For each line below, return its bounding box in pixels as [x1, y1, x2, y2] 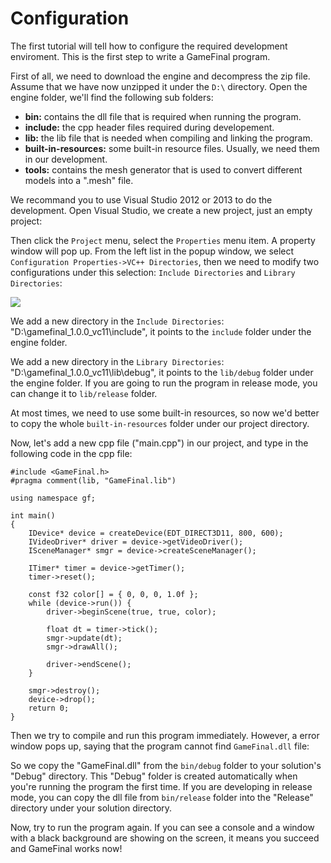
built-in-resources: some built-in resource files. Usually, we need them [24, 142, 320, 154]
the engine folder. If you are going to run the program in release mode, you [10, 377, 318, 389]
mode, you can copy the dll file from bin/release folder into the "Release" [10, 791, 314, 803]
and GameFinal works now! [10, 842, 123, 854]
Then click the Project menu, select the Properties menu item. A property [10, 234, 316, 246]
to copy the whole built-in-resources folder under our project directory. [10, 417, 310, 429]
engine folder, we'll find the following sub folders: [10, 91, 214, 103]
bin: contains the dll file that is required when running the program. [24, 110, 302, 122]
